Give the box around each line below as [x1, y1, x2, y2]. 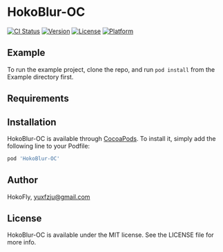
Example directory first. [7, 72, 74, 81]
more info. [7, 238, 37, 246]
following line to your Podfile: [7, 142, 90, 150]
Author [7, 174, 38, 186]
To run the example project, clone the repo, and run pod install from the [7, 65, 215, 73]
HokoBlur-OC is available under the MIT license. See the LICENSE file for [7, 231, 214, 239]
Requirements [7, 93, 69, 104]
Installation [7, 116, 57, 128]
